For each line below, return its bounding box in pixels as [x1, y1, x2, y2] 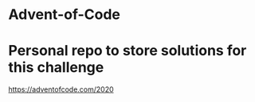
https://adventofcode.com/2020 [8, 85, 114, 94]
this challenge [8, 59, 104, 77]
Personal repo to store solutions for [8, 42, 247, 60]
